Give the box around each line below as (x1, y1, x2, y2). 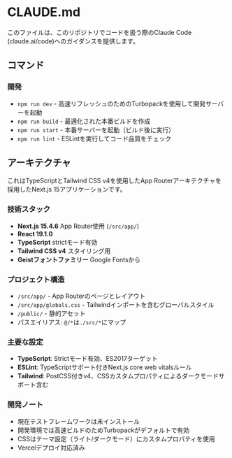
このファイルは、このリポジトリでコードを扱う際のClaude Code (7, 28, 192, 36)
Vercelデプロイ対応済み (17, 443, 85, 452)
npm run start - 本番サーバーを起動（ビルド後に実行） (17, 125, 175, 134)
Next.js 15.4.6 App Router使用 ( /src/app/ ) (17, 222, 140, 230)
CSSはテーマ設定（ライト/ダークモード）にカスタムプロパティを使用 (17, 434, 215, 443)
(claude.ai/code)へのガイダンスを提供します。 (7, 36, 140, 45)
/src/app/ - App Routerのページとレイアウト (17, 292, 146, 301)
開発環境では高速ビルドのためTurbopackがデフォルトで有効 (17, 426, 190, 434)
